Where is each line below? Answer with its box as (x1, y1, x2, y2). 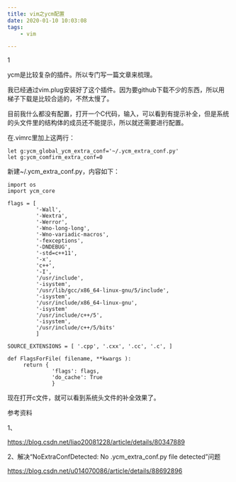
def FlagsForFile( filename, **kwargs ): (7, 356, 132, 363)
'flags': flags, (52, 368, 100, 375)
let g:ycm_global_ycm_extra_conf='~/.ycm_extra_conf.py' (7, 148, 179, 155)
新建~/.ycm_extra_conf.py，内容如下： (7, 168, 120, 176)
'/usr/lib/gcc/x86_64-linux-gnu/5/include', (35, 287, 170, 295)
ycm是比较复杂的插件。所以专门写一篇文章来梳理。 (7, 70, 157, 79)
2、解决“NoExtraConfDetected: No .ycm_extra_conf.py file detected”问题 (7, 452, 221, 461)
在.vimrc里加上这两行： (7, 133, 76, 142)
